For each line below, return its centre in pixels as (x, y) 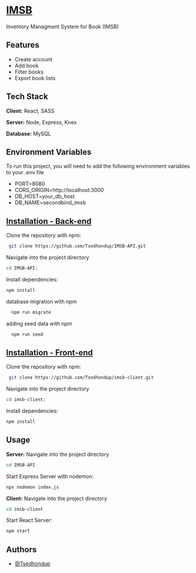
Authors (21, 549)
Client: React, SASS (30, 111)
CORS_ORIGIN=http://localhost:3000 (59, 190)
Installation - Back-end (49, 221)
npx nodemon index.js (33, 487)
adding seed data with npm (39, 323)
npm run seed (27, 334)
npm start (18, 531)
